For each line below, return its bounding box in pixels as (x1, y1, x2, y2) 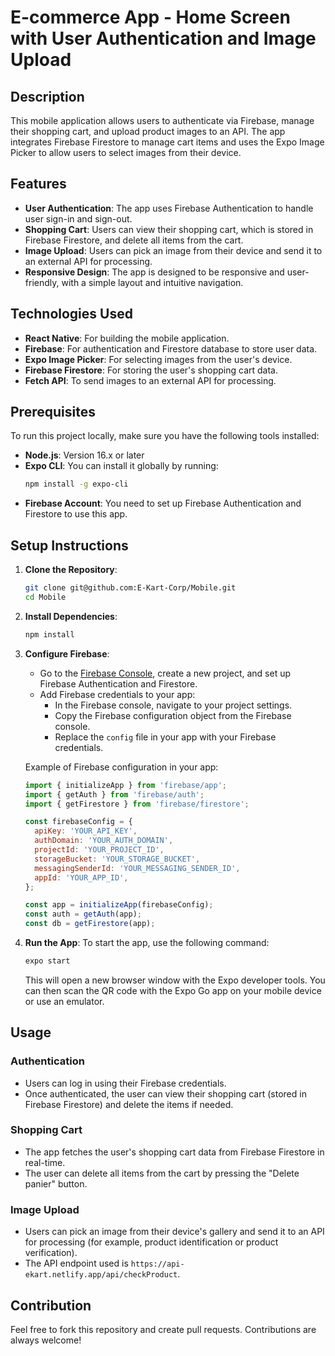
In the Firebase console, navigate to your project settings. (54, 699, 293, 711)
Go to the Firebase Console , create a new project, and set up (39, 667, 292, 679)
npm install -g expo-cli (24, 479, 129, 490)
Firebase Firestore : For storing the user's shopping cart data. (24, 364, 278, 376)
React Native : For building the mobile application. (24, 332, 230, 344)
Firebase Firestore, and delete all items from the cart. (24, 234, 244, 246)
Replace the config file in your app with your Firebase (54, 731, 277, 743)
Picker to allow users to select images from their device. (10, 147, 242, 158)
